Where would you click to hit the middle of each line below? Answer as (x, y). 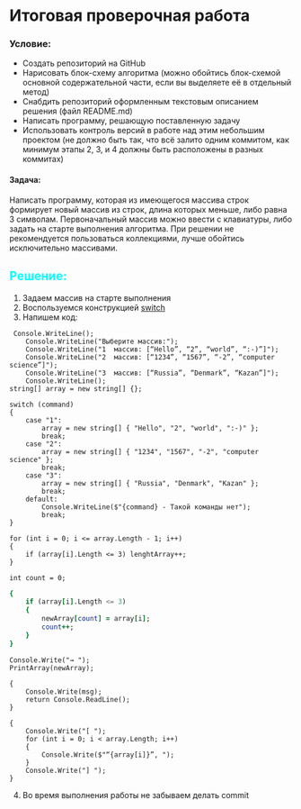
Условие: (30, 44)
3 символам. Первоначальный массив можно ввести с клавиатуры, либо (151, 219)
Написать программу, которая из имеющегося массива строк (129, 200)
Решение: (38, 276)
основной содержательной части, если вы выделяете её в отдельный (157, 83)
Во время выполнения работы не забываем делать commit (136, 795)
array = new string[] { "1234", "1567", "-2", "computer (150, 451)
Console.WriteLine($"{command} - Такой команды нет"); (146, 507)
